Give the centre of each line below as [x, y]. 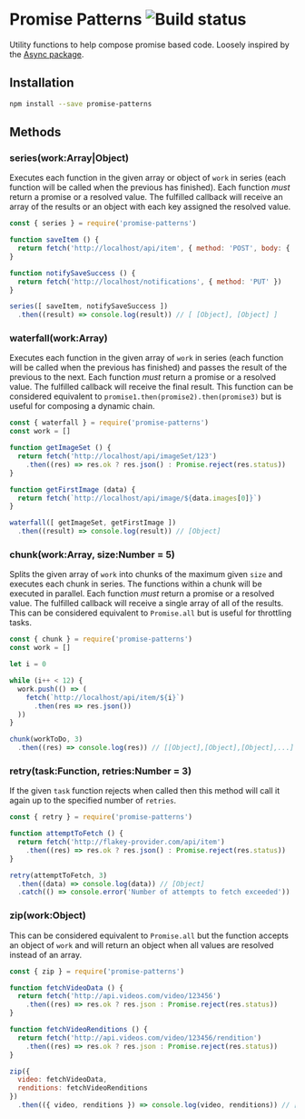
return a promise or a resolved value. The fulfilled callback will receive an [146, 197]
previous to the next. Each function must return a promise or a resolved [143, 377]
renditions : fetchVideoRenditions [83, 1088]
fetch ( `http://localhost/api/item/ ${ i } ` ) [105, 697]
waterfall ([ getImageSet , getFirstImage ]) [93, 523]
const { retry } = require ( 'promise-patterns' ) [101, 817]
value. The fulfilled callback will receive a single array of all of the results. [147, 604]
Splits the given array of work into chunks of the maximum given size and [146, 574]
